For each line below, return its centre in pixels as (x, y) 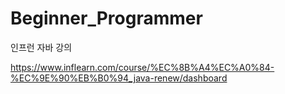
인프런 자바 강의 (41, 47)
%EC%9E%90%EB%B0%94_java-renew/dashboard (119, 78)
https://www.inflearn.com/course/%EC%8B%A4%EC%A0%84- (142, 67)
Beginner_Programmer (106, 18)
